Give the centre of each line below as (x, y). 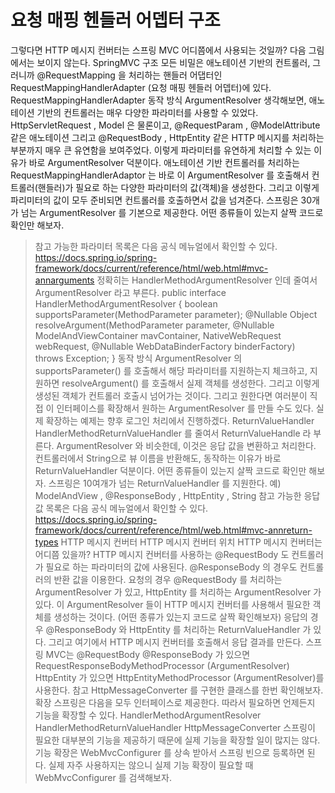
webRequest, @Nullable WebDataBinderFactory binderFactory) (165, 346)
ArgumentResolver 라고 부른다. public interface (130, 292)
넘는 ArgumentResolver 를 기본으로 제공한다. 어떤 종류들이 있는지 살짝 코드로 (172, 212)
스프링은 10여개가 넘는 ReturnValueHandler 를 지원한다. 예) (165, 483)
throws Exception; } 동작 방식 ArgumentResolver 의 (138, 358)
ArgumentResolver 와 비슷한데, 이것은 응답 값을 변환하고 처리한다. (186, 445)
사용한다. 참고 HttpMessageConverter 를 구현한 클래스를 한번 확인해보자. (179, 690)
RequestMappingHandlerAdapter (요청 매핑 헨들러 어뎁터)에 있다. (141, 87)
